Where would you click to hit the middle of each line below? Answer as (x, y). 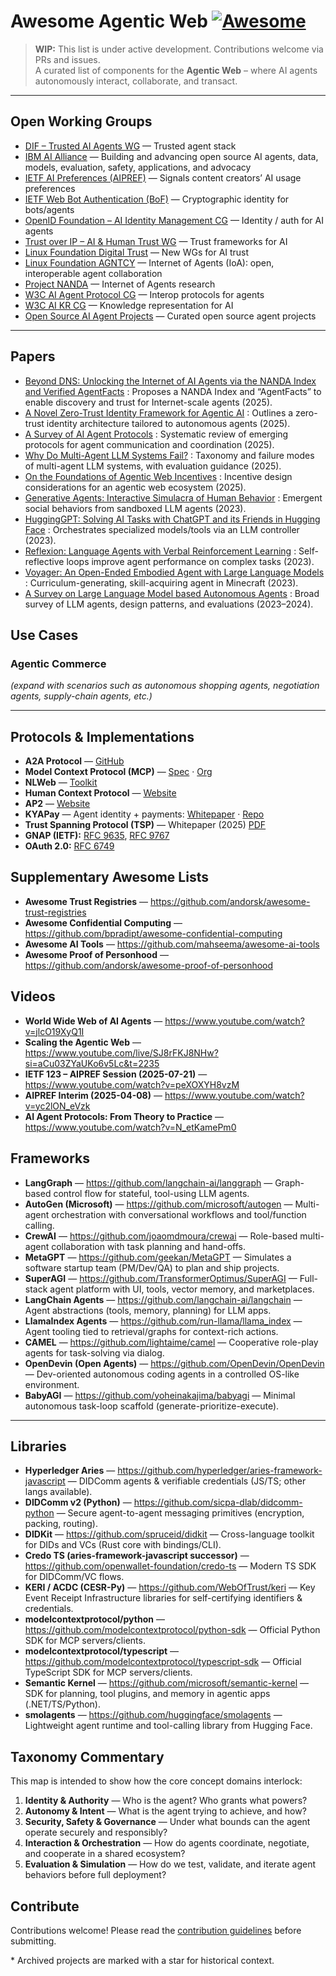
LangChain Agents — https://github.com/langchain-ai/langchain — (163, 1299)
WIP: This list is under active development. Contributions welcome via (179, 49)
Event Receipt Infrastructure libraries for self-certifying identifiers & (163, 1598)
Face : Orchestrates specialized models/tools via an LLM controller (162, 529)
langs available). (58, 1492)
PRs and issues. (67, 59)
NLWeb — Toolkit (61, 782)
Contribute (45, 1906)
